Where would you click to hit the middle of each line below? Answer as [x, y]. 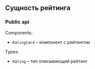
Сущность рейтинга [38, 8]
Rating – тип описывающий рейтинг [50, 61]
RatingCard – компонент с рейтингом [51, 42]
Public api [17, 22]
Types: [12, 51]
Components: [19, 33]
